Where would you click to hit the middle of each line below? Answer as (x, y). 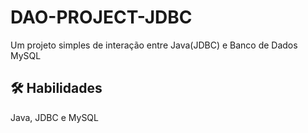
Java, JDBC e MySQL (54, 117)
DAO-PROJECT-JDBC (101, 17)
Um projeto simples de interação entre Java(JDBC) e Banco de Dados (154, 45)
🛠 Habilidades (56, 88)
